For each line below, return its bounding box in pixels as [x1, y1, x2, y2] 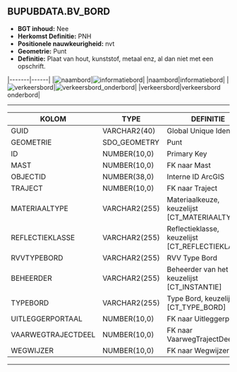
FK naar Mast [166, 160, 212, 170]
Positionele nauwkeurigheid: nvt [17, 39, 115, 48]
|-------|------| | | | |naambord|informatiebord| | [7, 76, 229, 84]
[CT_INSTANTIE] [166, 282, 222, 292]
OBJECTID [11, 172, 47, 181]
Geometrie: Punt [17, 47, 67, 55]
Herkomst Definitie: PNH [17, 32, 92, 40]
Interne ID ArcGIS [166, 172, 224, 181]
